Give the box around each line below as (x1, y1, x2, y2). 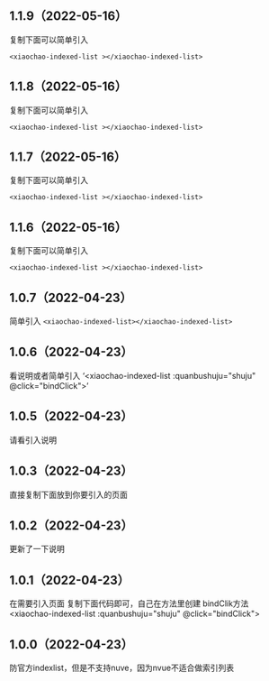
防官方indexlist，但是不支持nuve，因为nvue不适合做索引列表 (9, 662, 235, 673)
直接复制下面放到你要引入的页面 (9, 489, 128, 500)
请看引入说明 (9, 434, 57, 445)
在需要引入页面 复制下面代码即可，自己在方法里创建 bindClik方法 (9, 598, 249, 609)
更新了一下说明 (9, 544, 65, 555)
